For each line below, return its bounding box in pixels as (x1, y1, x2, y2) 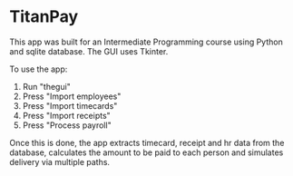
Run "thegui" (22, 81, 71, 92)
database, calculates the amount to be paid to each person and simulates (9, 147, 284, 158)
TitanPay (9, 6, 79, 27)
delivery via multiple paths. (9, 156, 111, 167)
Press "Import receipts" (22, 110, 111, 121)
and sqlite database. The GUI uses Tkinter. (9, 45, 169, 56)
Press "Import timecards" (22, 100, 118, 111)
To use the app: (9, 64, 68, 74)
